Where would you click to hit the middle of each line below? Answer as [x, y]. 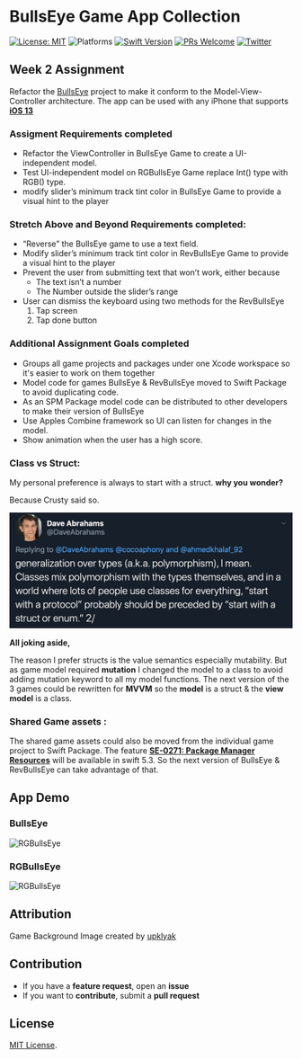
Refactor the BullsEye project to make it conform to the [111, 91]
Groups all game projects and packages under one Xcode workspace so [156, 363]
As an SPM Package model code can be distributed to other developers [155, 401]
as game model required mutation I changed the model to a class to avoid [146, 669]
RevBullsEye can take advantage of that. [84, 770]
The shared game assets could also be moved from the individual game [142, 741]
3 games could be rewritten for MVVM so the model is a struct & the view [147, 689]
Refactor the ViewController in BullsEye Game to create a [128, 154]
